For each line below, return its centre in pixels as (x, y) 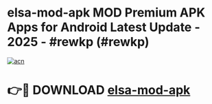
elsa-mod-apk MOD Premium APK (106, 13)
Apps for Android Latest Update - (104, 27)
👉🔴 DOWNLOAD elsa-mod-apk (99, 90)
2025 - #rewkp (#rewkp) (78, 42)
